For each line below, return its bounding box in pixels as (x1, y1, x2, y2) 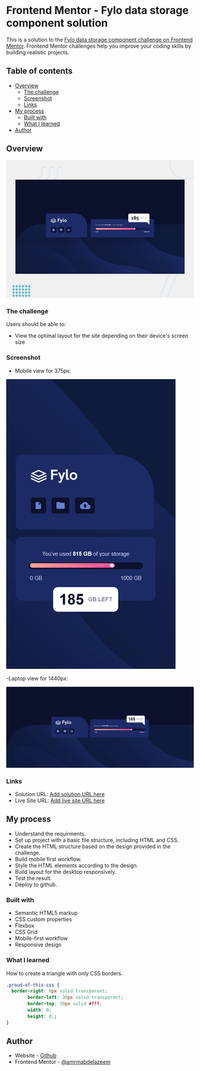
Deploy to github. (14, 880, 58, 888)
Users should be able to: (6, 321, 67, 328)
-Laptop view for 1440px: (6, 674, 68, 682)
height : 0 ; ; (27, 1013, 58, 1019)
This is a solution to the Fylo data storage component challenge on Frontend (6, 36, 193, 43)
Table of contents (6, 66, 73, 76)
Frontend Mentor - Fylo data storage (6, 4, 189, 17)
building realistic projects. (6, 48, 70, 56)
